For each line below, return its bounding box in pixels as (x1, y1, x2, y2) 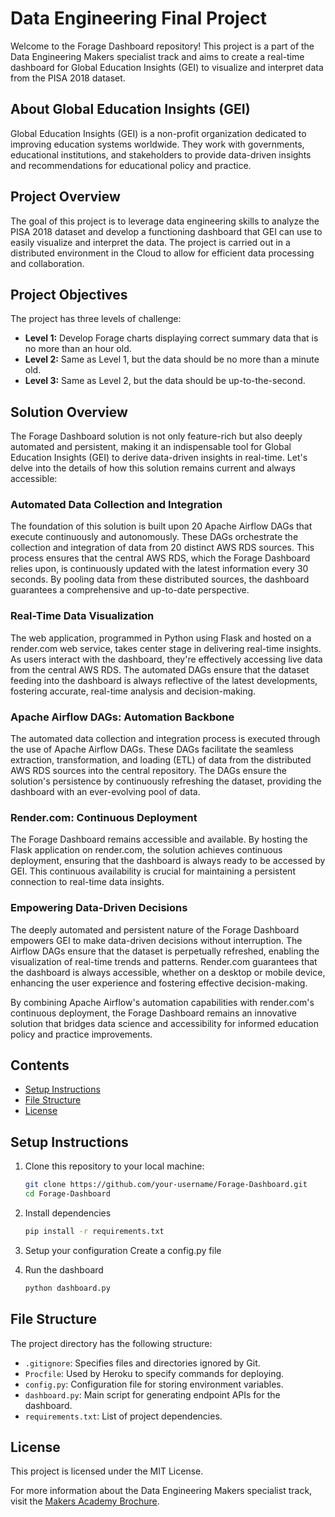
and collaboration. (10, 257, 85, 269)
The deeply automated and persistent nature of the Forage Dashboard (10, 923, 300, 936)
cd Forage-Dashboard (24, 1189, 111, 1199)
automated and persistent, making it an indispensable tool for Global (10, 441, 292, 453)
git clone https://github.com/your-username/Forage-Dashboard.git (24, 1180, 308, 1190)
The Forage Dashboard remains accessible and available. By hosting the (10, 833, 308, 846)
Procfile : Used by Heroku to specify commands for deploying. (24, 1367, 285, 1379)
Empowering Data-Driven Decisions (10, 901, 188, 915)
